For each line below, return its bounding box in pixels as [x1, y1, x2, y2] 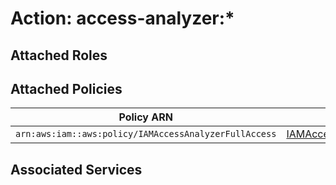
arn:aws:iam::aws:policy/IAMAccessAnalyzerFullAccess [15, 128, 277, 140]
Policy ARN [118, 110, 173, 124]
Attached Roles [10, 47, 108, 64]
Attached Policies [10, 80, 123, 97]
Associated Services [10, 161, 143, 178]
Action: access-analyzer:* [10, 7, 235, 30]
